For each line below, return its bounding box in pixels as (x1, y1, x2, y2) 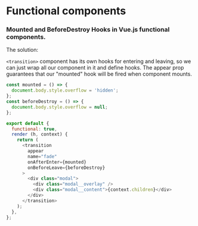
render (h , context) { (11, 131, 68, 137)
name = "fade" (27, 153, 58, 159)
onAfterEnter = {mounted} (27, 159, 86, 165)
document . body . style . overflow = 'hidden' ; (11, 87, 119, 93)
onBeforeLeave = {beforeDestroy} (27, 165, 106, 171)
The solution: (6, 46, 39, 54)
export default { (6, 120, 49, 126)
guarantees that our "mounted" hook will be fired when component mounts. (6, 70, 192, 78)
